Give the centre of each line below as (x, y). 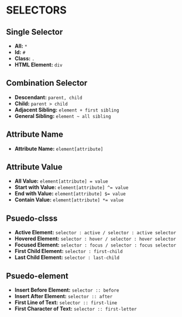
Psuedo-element (37, 276)
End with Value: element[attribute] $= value (70, 194)
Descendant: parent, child (48, 97)
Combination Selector (47, 83)
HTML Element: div (38, 65)
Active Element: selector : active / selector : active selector (95, 232)
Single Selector (35, 32)
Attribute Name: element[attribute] (59, 149)
